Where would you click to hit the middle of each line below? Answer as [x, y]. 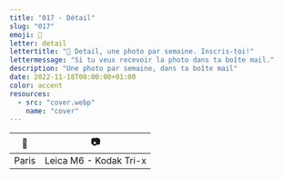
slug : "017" [32, 26]
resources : [30, 94]
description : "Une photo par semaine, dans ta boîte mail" [124, 69]
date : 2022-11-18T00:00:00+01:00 [73, 77]
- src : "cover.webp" [56, 102]
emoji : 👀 [26, 35]
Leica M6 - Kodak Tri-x [96, 161]
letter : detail [38, 43]
